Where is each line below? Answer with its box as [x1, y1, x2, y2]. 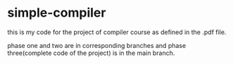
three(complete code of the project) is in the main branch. [7, 49, 175, 57]
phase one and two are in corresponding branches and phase [7, 41, 187, 49]
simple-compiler [7, 5, 106, 21]
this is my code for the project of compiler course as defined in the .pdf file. [7, 28, 227, 36]
